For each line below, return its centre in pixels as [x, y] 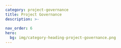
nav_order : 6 [19, 28]
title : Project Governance [34, 14]
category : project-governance [37, 10]
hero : [11, 33]
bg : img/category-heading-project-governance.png [63, 38]
